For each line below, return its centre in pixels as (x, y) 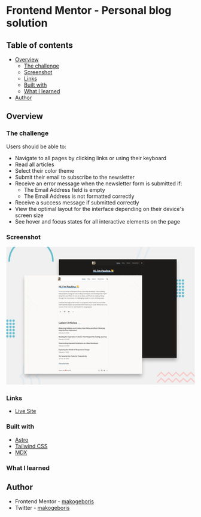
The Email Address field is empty (65, 189)
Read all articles (35, 164)
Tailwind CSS (31, 446)
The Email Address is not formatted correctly (79, 196)
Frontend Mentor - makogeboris (54, 501)
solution (27, 23)
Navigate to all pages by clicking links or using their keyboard (90, 158)
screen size (29, 215)
